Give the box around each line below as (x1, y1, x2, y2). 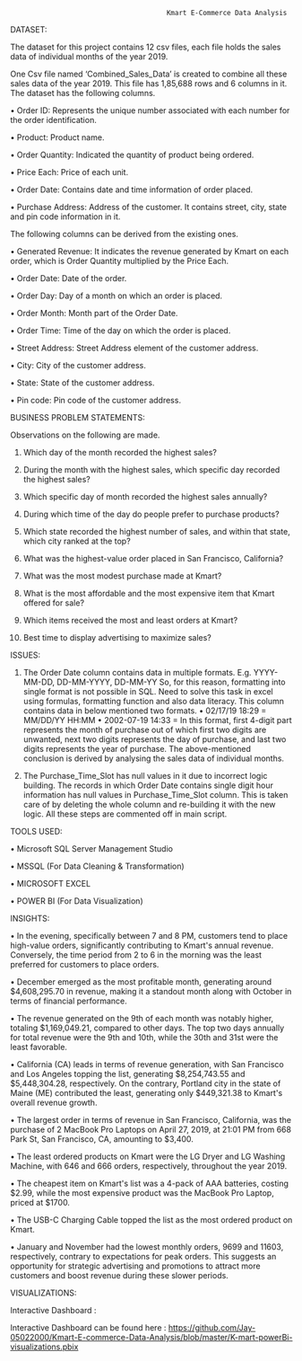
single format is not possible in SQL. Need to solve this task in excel (22, 686, 274, 696)
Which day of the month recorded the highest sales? (22, 447, 218, 457)
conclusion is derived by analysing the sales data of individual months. (22, 753, 285, 764)
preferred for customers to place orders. (10, 959, 160, 969)
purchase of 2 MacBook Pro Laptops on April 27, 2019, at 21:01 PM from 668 (10, 1124, 292, 1135)
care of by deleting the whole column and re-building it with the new (22, 800, 276, 809)
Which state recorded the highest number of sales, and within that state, (22, 526, 290, 536)
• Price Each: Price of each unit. (10, 167, 129, 177)
